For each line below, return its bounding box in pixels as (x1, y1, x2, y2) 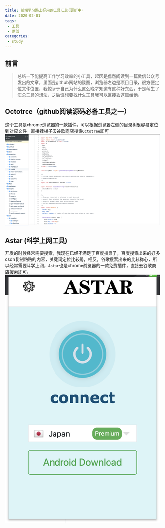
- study (7, 39, 23, 44)
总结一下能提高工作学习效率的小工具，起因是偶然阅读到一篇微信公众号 (17, 73, 160, 79)
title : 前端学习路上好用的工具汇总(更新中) (5, 8, 83, 13)
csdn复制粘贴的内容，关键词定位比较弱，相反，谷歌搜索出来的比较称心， (5, 256, 153, 262)
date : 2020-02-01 (5, 13, 41, 18)
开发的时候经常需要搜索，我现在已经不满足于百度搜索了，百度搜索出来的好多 (5, 250, 160, 256)
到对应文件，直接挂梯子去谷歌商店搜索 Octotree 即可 (5, 128, 109, 134)
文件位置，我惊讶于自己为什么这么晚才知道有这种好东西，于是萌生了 (21, 85, 160, 91)
